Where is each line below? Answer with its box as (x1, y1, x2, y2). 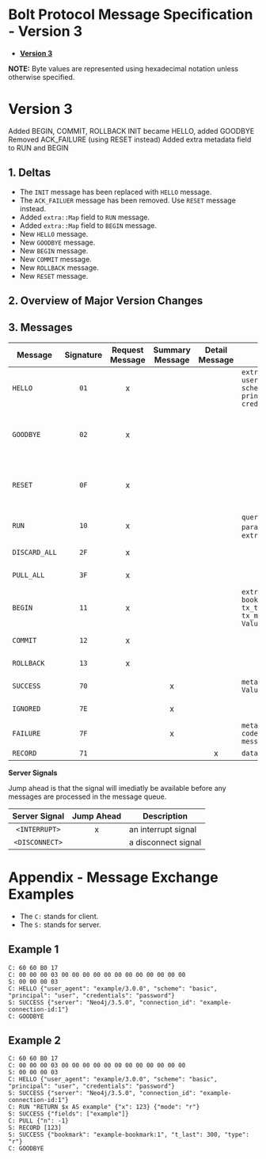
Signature (64, 349, 103, 360)
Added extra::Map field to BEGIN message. (19, 220, 157, 230)
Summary (153, 344, 192, 355)
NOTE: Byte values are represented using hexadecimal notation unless (8, 63, 239, 73)
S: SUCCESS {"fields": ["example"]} (8, 1110, 129, 1118)
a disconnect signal (129, 837, 202, 848)
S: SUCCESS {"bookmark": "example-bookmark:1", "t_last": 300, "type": (8, 1130, 249, 1139)
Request (112, 344, 144, 355)
